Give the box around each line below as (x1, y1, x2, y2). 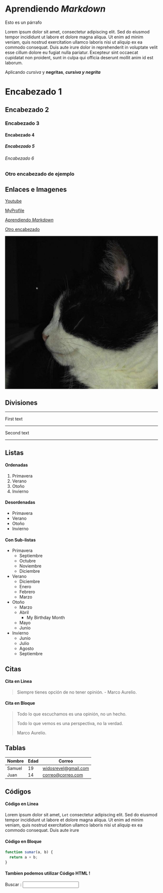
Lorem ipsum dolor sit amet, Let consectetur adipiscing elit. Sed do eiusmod (5, 811, 158, 817)
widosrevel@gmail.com (42, 765, 89, 771)
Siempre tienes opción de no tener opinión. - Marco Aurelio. (16, 689, 137, 695)
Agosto (19, 645, 34, 651)
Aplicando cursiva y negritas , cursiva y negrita (5, 69, 101, 75)
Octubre (19, 558, 36, 564)
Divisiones (5, 398, 38, 407)
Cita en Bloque (5, 700, 35, 706)
